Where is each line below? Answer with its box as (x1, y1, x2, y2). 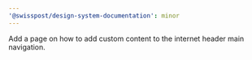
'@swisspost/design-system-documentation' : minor (8, 11, 180, 20)
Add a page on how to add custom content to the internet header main (8, 34, 245, 43)
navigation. (8, 42, 46, 52)
